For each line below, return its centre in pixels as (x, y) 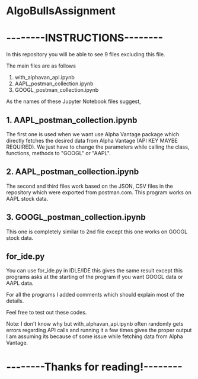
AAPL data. (20, 283)
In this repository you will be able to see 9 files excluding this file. (86, 54)
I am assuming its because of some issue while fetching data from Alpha (95, 336)
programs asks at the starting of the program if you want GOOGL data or (95, 277)
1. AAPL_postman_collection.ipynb (72, 120)
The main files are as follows (41, 66)
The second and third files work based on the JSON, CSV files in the (90, 186)
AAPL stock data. (27, 198)
